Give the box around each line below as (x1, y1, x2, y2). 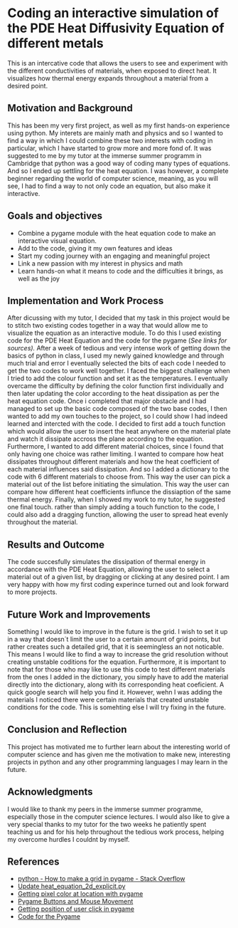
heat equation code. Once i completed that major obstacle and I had (7, 397, 207, 405)
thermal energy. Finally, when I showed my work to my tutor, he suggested (7, 495, 225, 504)
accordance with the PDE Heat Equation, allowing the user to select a (7, 565, 210, 574)
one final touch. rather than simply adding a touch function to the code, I (7, 503, 220, 511)
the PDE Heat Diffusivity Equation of (7, 20, 225, 36)
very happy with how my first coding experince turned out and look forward (7, 580, 229, 589)
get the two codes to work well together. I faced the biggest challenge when (7, 367, 231, 375)
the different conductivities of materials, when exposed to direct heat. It (7, 66, 217, 75)
